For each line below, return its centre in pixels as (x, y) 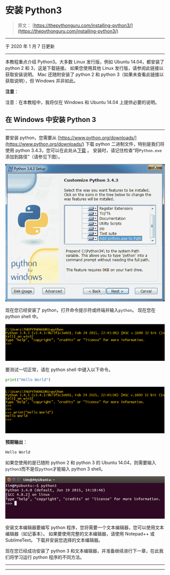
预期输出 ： (16, 442)
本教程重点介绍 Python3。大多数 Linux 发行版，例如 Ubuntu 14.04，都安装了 (85, 62)
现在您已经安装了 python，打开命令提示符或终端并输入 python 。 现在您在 (80, 310)
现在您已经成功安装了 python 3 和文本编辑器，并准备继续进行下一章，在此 (82, 551)
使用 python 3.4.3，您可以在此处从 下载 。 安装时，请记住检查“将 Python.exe (83, 150)
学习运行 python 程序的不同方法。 (49, 557)
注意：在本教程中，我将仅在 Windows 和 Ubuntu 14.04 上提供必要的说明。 (82, 102)
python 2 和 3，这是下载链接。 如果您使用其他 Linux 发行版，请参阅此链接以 (84, 68)
